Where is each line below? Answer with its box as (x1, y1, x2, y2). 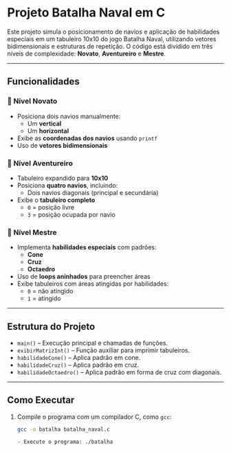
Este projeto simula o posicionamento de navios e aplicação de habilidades (7, 27, 220, 36)
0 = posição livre (27, 203, 74, 211)
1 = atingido (27, 294, 61, 303)
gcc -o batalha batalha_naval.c (16, 426, 110, 433)
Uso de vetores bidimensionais (16, 141, 108, 149)
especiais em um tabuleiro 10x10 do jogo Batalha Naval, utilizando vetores (7, 34, 217, 43)
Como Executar (7, 394, 75, 406)
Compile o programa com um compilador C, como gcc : (16, 412, 172, 420)
